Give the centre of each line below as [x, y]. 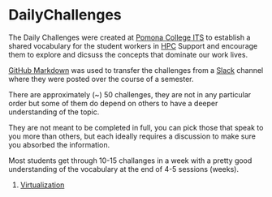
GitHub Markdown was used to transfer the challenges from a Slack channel [136, 70]
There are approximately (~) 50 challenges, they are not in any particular [130, 94]
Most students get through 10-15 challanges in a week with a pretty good [130, 161]
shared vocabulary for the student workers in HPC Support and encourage [133, 45]
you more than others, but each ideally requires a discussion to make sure [132, 136]
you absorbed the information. [59, 144]
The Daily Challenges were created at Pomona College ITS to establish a [130, 37]
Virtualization [42, 185]
